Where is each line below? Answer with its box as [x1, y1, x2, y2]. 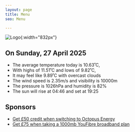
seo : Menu [5, 16, 26, 21]
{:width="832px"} [20, 34, 57, 40]
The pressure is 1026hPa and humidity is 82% [12, 83, 107, 89]
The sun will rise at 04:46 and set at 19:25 [12, 88, 99, 94]
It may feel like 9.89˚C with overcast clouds [12, 72, 101, 78]
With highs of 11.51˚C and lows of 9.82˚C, [12, 67, 96, 73]
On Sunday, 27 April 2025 [5, 49, 87, 57]
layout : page [5, 7, 32, 12]
